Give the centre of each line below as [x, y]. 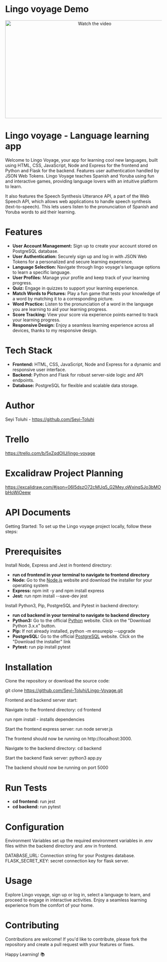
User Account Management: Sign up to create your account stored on [85, 246]
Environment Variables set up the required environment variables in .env [79, 841]
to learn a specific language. [42, 272]
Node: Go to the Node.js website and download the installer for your [82, 580]
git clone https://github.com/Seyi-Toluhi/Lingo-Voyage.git [64, 690]
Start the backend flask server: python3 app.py [53, 758]
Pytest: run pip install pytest [41, 647]
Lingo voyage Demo [47, 9]
